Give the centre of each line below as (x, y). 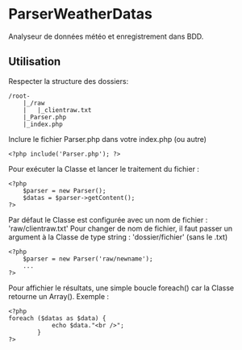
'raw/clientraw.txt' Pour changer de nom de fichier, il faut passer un (121, 228)
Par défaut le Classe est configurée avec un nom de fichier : (108, 219)
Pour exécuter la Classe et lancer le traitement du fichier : (104, 169)
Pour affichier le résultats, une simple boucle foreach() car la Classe (121, 288)
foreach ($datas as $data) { (57, 318)
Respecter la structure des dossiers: (69, 81)
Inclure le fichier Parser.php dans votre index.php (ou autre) (108, 139)
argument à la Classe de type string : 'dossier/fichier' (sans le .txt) (118, 237)
